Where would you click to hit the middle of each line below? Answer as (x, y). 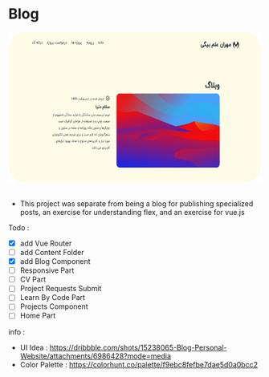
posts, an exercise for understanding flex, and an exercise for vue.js (132, 212)
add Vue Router (46, 243)
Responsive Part (47, 270)
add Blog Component (55, 261)
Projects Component (54, 306)
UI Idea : (34, 347)
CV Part (33, 280)
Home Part (38, 316)
